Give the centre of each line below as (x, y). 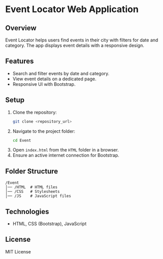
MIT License (18, 251)
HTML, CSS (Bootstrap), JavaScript (50, 224)
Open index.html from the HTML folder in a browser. (66, 150)
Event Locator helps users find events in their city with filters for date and (82, 40)
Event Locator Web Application (72, 9)
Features (19, 61)
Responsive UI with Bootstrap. (44, 84)
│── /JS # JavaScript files (38, 196)
